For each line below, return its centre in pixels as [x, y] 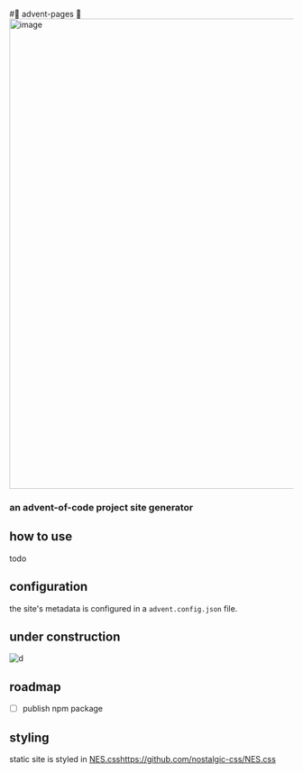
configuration [49, 587]
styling [29, 737]
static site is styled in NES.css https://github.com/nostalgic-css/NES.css [143, 759]
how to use [41, 537]
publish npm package [63, 709]
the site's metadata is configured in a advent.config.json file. [124, 608]
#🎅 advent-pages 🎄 [46, 14]
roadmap [35, 687]
